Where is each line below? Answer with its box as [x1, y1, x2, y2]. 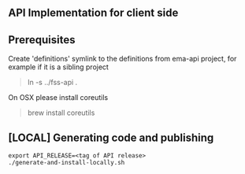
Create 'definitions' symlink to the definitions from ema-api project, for [8, 54, 237, 64]
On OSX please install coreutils [8, 93, 109, 102]
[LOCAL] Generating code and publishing [8, 131, 214, 144]
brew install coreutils [27, 108, 95, 117]
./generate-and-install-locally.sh [8, 159, 125, 167]
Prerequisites [8, 33, 76, 46]
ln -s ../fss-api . [27, 78, 78, 87]
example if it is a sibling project [8, 62, 109, 72]
